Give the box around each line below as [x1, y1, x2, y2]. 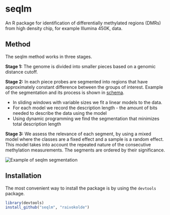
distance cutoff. [5, 69, 38, 75]
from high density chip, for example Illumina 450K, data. [5, 25, 123, 31]
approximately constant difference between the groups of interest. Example [5, 84, 163, 90]
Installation [5, 171, 42, 180]
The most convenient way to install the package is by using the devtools [5, 185, 156, 191]
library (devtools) [5, 200, 44, 205]
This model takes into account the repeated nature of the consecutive [5, 141, 151, 147]
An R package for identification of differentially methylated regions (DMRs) [5, 20, 161, 26]
